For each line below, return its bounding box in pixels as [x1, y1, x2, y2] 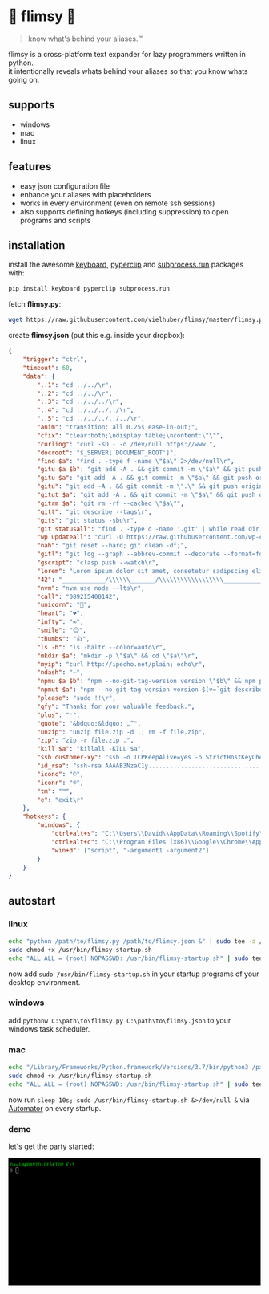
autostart [8, 894, 56, 908]
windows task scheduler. [8, 1023, 90, 1034]
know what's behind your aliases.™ [27, 34, 143, 43]
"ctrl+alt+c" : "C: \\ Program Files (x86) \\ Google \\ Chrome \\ [50, 838, 252, 846]
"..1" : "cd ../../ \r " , [37, 380, 113, 389]
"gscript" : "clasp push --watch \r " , [37, 559, 159, 567]
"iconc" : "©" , [37, 770, 84, 778]
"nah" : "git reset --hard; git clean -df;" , [37, 542, 188, 550]
